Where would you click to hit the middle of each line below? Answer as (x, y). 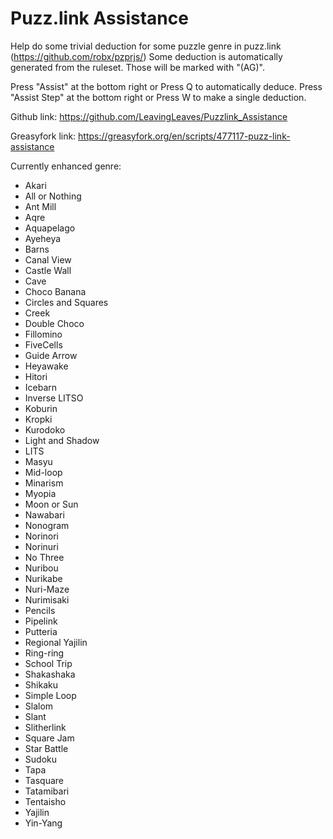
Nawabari (44, 514)
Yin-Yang (43, 823)
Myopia (40, 493)
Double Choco (54, 323)
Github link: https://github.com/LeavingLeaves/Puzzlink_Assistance (149, 116)
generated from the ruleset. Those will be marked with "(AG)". (137, 67)
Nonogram (47, 525)
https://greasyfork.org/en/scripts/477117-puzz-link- (184, 136)
